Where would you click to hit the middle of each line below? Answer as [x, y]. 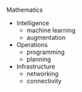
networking [42, 74]
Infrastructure [36, 66]
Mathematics [25, 10]
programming [46, 52]
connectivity [44, 81]
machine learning [51, 30]
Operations [32, 45]
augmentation [46, 37]
